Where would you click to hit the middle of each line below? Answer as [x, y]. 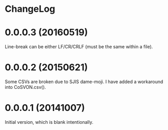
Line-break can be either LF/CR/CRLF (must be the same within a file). [79, 47]
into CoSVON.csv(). [26, 87]
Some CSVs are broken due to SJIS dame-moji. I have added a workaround [84, 82]
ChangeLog [30, 9]
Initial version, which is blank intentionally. [49, 122]
